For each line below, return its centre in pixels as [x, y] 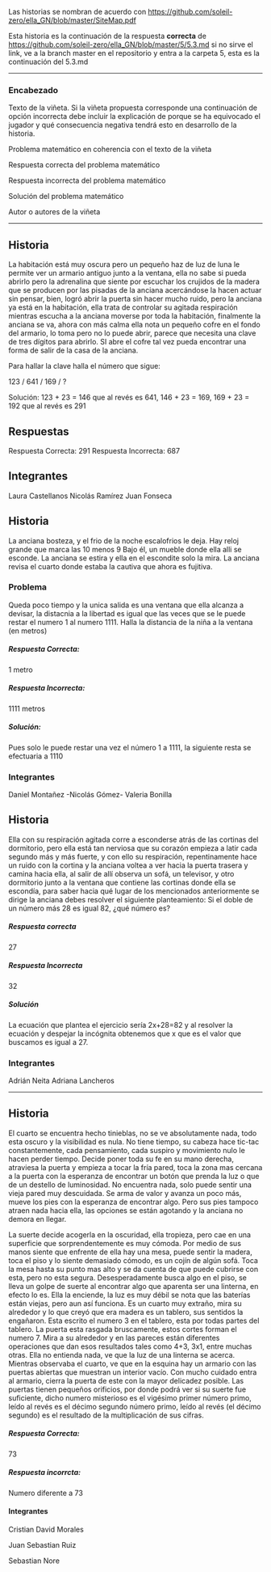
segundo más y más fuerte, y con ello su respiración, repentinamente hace [133, 856]
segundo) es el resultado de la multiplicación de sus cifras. [106, 1415]
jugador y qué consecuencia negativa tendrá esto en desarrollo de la [123, 125]
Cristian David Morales [46, 1530]
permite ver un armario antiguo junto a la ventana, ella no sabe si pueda [127, 273]
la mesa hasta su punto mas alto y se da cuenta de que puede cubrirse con [133, 1269]
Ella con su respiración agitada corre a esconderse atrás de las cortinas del [133, 839]
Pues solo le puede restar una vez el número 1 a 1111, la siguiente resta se [130, 747]
